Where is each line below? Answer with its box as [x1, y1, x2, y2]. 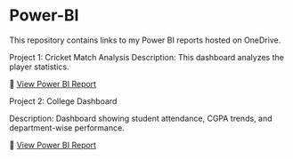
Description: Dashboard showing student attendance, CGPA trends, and [9, 113, 273, 123]
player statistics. [9, 61, 69, 72]
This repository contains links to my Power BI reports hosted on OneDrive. [9, 35, 281, 45]
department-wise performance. [9, 122, 125, 133]
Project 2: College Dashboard [9, 95, 118, 107]
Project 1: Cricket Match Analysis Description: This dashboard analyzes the [9, 52, 285, 62]
